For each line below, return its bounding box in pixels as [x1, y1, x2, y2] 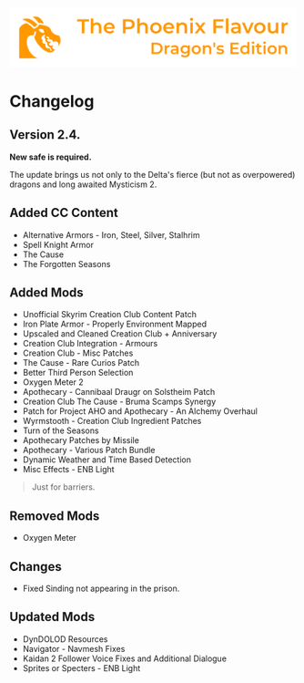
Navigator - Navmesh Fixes [22, 643, 126, 654]
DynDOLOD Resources [22, 633, 108, 645]
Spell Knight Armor [22, 239, 94, 250]
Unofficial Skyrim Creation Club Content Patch [22, 309, 198, 320]
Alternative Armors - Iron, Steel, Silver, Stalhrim [22, 229, 200, 240]
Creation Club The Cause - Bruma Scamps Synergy [22, 396, 217, 408]
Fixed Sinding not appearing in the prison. [22, 583, 180, 595]
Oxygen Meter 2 [22, 377, 84, 388]
